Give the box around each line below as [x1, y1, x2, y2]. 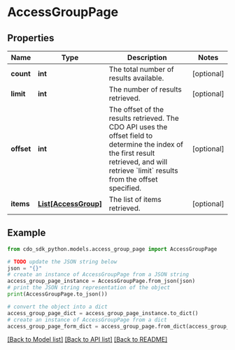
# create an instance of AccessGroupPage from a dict [7, 316, 168, 323]
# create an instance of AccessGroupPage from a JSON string [7, 271, 190, 278]
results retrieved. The [108, 113, 180, 123]
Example [7, 227, 46, 239]
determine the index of [108, 140, 184, 149]
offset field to [108, 131, 153, 140]
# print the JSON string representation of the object [7, 284, 171, 291]
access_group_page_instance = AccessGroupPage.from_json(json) [7, 277, 196, 285]
